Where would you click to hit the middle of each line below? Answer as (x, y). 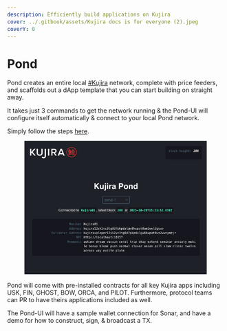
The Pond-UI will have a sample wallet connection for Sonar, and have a (109, 313)
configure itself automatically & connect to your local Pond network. (103, 118)
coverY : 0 (21, 29)
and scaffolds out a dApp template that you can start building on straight (110, 90)
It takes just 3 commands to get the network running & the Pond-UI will (108, 111)
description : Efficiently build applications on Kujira (89, 14)
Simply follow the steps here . (48, 131)
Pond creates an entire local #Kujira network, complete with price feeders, (112, 83)
